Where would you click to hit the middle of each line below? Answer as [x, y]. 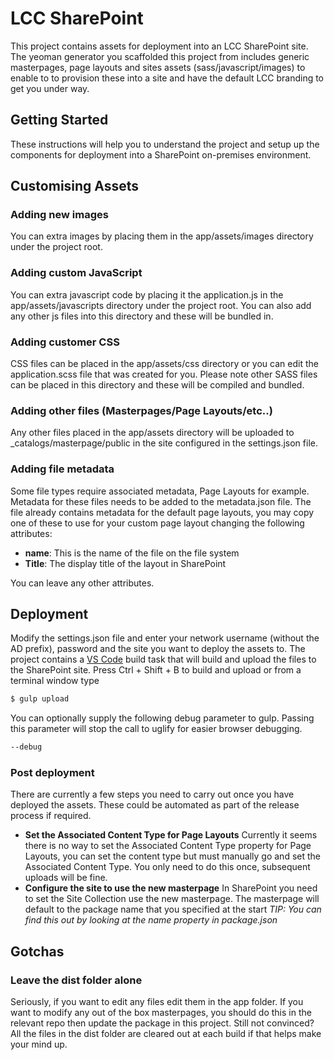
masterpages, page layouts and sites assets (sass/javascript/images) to [158, 67]
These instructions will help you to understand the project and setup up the [165, 144]
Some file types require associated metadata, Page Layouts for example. [160, 491]
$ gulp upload [40, 699]
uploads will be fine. [66, 878]
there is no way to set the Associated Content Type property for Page [168, 846]
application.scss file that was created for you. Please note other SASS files [164, 374]
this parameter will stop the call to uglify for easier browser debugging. [156, 729]
